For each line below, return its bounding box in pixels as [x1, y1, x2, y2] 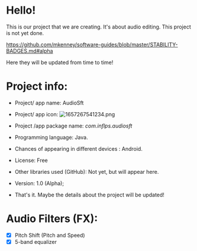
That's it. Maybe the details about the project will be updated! [14, 191, 164, 198]
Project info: [6, 80, 68, 93]
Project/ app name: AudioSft [14, 99, 84, 106]
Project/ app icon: [14, 110, 59, 117]
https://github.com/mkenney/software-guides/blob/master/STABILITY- [6, 41, 179, 48]
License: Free [14, 157, 49, 164]
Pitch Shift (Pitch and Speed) [14, 231, 85, 239]
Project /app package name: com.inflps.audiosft [14, 122, 133, 129]
